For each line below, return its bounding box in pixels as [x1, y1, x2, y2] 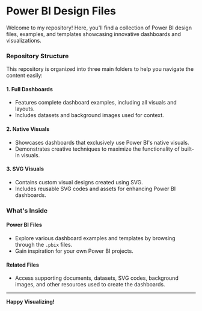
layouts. [14, 105, 35, 112]
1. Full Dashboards [6, 85, 53, 92]
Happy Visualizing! [6, 298, 55, 306]
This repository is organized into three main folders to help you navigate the [6, 65, 194, 73]
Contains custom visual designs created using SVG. [14, 178, 143, 186]
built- [181, 145, 194, 152]
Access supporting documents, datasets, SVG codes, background [14, 274, 179, 282]
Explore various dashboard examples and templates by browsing [14, 234, 176, 241]
